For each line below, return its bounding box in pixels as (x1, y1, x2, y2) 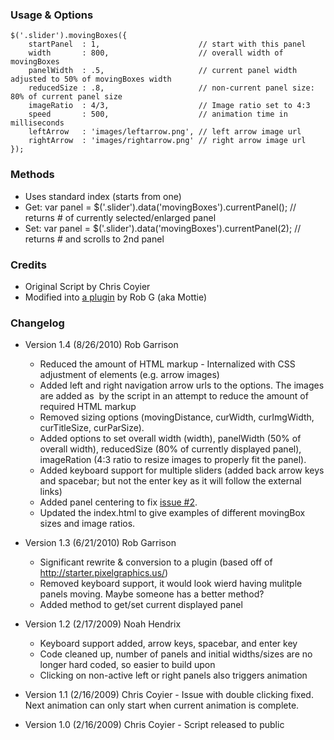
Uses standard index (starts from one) (24, 190, 182, 202)
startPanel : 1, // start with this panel (28, 39, 307, 50)
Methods (10, 168, 55, 182)
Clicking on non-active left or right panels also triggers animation (39, 669, 308, 682)
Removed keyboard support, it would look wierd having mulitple (39, 578, 303, 590)
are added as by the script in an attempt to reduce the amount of (39, 390, 309, 402)
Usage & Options (10, 8, 94, 22)
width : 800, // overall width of (28, 48, 284, 58)
